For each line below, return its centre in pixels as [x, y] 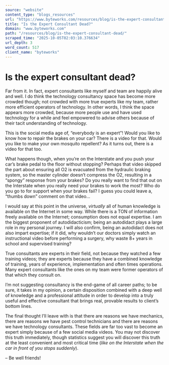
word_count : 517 [22, 47]
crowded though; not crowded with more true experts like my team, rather [82, 102]
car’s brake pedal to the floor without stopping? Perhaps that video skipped [83, 164]
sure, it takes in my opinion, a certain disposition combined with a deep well [84, 290]
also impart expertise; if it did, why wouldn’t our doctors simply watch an [80, 233]
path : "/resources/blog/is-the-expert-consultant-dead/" [66, 33]
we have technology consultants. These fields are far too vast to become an [84, 327]
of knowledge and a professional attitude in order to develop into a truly [79, 295]
